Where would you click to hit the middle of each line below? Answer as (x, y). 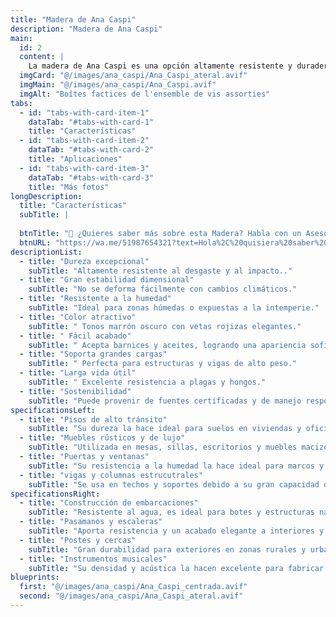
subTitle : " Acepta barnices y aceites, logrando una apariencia (167, 345)
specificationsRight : (55, 494)
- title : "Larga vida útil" (78, 373)
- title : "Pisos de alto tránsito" (93, 419)
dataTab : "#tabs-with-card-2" (91, 150)
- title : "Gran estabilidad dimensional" (107, 280)
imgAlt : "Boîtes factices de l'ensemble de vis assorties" (145, 94)
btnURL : (35, 242)
